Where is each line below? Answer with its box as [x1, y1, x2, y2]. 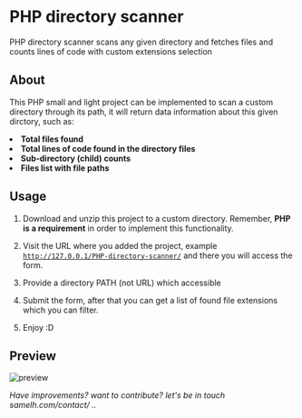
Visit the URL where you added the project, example [22, 240, 218, 251]
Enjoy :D [22, 322, 54, 333]
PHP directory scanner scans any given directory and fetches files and [9, 36, 274, 47]
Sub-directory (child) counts [21, 153, 132, 164]
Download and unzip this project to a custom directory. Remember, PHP [22, 213, 291, 224]
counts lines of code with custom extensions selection [9, 45, 213, 56]
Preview [9, 348, 57, 363]
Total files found [21, 134, 84, 144]
